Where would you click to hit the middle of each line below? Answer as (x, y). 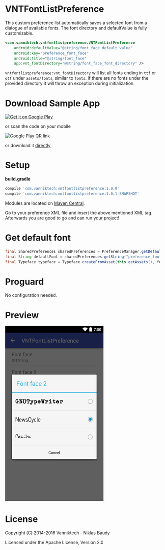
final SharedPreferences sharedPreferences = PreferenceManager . (73, 251)
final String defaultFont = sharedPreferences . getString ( (66, 257)
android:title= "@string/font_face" (50, 58)
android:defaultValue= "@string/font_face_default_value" (73, 48)
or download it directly (28, 146)
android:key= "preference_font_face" (52, 53)
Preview (22, 315)
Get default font (38, 238)
